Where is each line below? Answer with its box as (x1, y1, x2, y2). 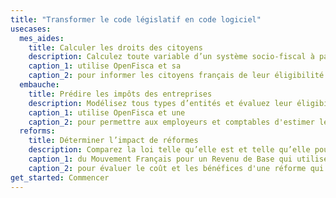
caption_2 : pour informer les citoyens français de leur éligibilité (28, 71, 325, 81)
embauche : (19, 80, 60, 90)
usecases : (10, 24, 52, 34)
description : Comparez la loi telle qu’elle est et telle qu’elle (28, 145, 311, 155)
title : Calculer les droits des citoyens (28, 42, 203, 53)
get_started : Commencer (10, 172, 110, 183)
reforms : (19, 126, 56, 136)
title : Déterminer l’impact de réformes (28, 136, 199, 146)
